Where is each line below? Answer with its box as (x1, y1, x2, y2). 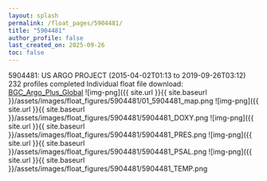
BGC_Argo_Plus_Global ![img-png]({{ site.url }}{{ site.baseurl (8, 88, 207, 96)
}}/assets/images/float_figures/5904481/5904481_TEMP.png (8, 164, 208, 173)
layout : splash (8, 11, 59, 20)
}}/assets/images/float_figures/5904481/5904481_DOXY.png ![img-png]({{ (8, 113, 254, 122)
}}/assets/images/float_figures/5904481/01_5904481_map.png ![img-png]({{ (8, 96, 259, 105)
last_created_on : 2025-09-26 (8, 41, 105, 49)
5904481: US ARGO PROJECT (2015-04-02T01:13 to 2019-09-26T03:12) (8, 71, 246, 80)
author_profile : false (8, 33, 84, 42)
